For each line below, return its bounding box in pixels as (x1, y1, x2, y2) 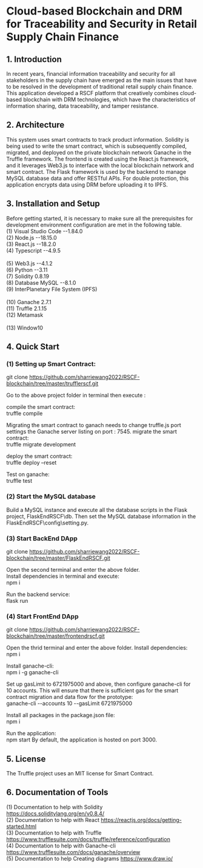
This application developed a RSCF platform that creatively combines (6, 90, 179, 96)
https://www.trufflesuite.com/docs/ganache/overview (6, 848, 141, 855)
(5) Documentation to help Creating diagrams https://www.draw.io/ (6, 855, 173, 862)
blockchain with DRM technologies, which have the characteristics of (23, 96, 196, 103)
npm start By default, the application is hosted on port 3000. (6, 736, 158, 743)
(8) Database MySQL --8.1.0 (6, 279, 76, 286)
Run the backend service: (6, 591, 70, 598)
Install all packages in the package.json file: (6, 712, 115, 719)
